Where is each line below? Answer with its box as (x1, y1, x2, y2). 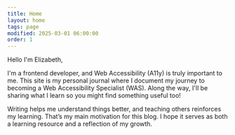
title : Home (7, 10, 42, 17)
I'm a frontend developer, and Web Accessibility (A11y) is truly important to (7, 69, 223, 78)
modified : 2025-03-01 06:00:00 (7, 29, 99, 37)
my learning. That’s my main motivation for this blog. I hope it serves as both (7, 113, 228, 121)
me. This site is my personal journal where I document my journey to (7, 76, 206, 85)
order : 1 (7, 36, 33, 43)
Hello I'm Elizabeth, (7, 55, 63, 64)
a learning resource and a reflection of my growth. (7, 120, 153, 128)
